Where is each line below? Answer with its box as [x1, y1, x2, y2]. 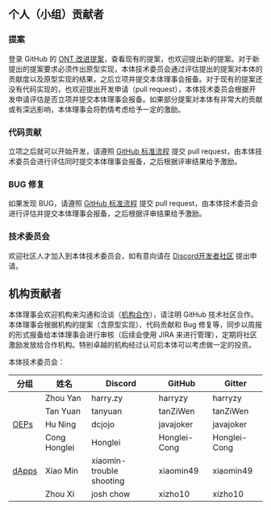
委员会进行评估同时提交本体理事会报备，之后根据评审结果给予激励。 [15, 156, 242, 166]
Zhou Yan [44, 393, 81, 404]
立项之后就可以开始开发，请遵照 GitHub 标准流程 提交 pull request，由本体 [8, 146, 256, 156]
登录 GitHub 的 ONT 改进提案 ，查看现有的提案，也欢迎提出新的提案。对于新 [8, 53, 260, 63]
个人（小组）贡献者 [8, 7, 104, 22]
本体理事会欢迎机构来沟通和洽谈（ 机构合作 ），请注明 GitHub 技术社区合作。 [8, 310, 258, 319]
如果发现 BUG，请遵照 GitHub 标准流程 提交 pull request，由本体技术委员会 [8, 199, 259, 209]
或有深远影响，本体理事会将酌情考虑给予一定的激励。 [8, 104, 186, 114]
